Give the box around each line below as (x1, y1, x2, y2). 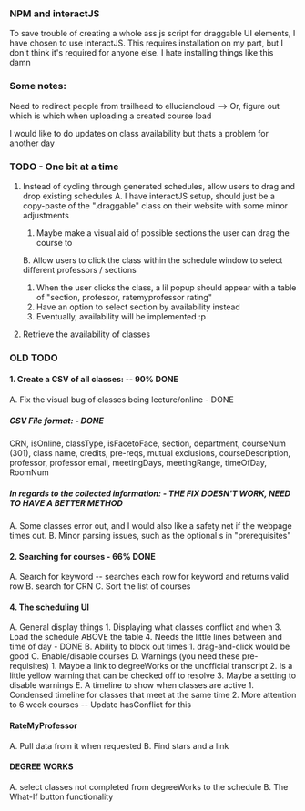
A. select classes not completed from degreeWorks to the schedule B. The (9, 781, 289, 792)
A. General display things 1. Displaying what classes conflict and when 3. (9, 622, 282, 633)
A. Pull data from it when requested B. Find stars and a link (9, 740, 229, 751)
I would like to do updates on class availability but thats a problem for (9, 127, 269, 138)
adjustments (22, 209, 70, 220)
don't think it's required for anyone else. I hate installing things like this (9, 47, 274, 58)
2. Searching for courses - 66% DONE (9, 551, 157, 562)
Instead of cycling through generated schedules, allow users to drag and (22, 180, 296, 191)
